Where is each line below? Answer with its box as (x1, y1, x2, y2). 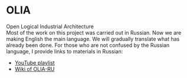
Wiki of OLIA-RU (14, 65, 55, 72)
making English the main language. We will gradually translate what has (6, 35, 180, 42)
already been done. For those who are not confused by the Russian (6, 42, 170, 49)
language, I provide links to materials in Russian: (6, 48, 123, 55)
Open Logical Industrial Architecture (6, 23, 94, 30)
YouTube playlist (14, 59, 55, 66)
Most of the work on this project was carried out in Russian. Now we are (6, 29, 182, 36)
